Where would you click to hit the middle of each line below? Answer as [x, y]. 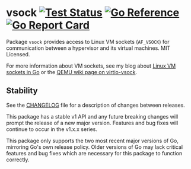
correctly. [18, 160]
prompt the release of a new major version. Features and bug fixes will [92, 123]
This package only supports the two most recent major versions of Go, [93, 141]
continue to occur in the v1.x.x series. [52, 129]
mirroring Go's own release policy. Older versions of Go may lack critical [94, 147]
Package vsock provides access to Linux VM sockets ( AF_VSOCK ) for [88, 42]
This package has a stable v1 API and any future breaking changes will [92, 116]
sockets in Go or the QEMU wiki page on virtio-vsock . [72, 72]
